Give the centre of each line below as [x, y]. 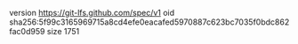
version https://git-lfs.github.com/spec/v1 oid [92, 13]
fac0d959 [27, 31]
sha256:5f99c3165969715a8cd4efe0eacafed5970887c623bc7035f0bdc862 [149, 22]
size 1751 [63, 31]
